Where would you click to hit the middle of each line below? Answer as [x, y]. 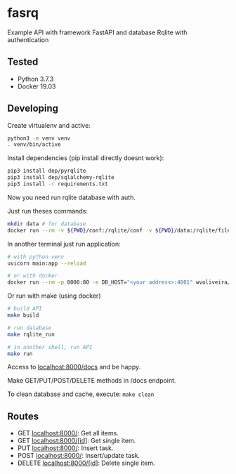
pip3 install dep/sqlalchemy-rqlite [61, 178]
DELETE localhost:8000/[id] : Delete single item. [86, 463]
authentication [28, 39]
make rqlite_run [31, 334]
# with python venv [36, 257]
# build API [25, 309]
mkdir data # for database [47, 224]
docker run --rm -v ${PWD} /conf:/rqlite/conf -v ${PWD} [91, 230]
